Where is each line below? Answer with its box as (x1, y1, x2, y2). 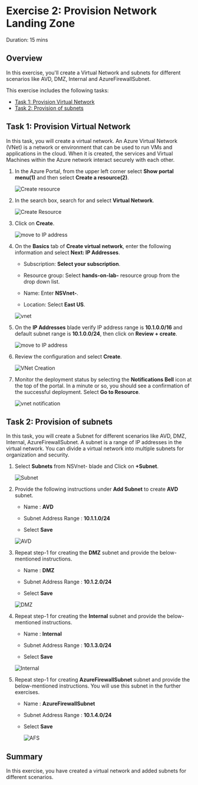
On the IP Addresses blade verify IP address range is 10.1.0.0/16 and (14, 324, 183, 331)
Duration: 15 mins (6, 36, 48, 43)
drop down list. (23, 278, 60, 285)
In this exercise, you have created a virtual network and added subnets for (6, 767, 187, 774)
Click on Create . (14, 220, 55, 227)
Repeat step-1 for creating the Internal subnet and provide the (14, 613, 166, 620)
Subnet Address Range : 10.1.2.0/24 (23, 578, 112, 585)
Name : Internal (23, 630, 62, 637)
